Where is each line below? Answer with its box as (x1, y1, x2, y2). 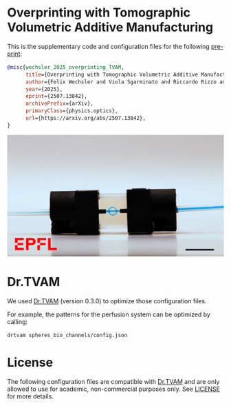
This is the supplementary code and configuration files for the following (7, 42, 210, 50)
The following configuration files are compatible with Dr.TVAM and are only (7, 377, 220, 385)
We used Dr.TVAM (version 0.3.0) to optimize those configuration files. (7, 296, 208, 305)
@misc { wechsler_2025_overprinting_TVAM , (7, 63, 125, 70)
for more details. (7, 392, 54, 400)
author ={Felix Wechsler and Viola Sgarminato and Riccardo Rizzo (25, 78, 217, 85)
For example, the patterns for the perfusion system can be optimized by (7, 310, 211, 318)
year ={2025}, (25, 85, 63, 92)
